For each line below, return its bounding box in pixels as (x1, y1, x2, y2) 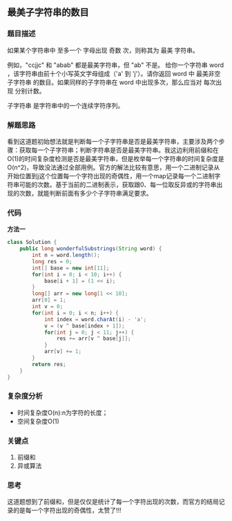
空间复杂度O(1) (17, 417, 60, 425)
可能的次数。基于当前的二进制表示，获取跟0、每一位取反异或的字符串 (19, 180, 217, 189)
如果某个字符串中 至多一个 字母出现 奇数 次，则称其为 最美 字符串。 (7, 46, 199, 54)
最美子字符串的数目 (7, 6, 89, 19)
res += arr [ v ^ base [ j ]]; (56, 335, 131, 342)
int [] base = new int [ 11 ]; (32, 265, 110, 272)
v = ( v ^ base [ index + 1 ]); (43, 322, 126, 330)
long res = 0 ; (32, 258, 72, 265)
